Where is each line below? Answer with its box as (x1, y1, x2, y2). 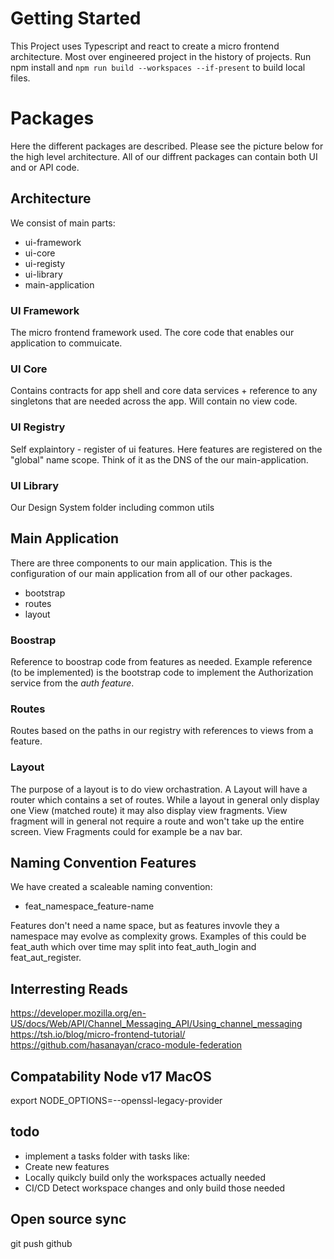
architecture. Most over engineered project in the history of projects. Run (10, 50, 312, 62)
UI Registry (10, 420, 66, 434)
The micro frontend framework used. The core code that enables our (10, 326, 295, 338)
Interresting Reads (10, 980, 129, 997)
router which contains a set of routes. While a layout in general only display (10, 793, 320, 806)
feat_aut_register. (10, 952, 82, 964)
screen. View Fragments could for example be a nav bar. (10, 825, 243, 837)
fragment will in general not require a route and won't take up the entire (10, 815, 305, 827)
